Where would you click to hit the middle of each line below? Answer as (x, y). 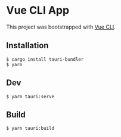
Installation (27, 46)
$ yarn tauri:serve (30, 96)
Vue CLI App (38, 10)
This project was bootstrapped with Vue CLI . (61, 27)
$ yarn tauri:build (30, 129)
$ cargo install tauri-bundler (45, 59)
